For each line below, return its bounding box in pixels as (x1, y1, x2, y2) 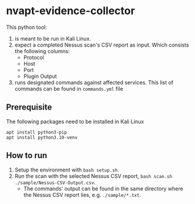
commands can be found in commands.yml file (14, 85, 124, 92)
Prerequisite (6, 102, 52, 113)
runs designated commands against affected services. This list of (14, 78, 174, 86)
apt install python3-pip (6, 129, 67, 135)
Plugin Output (23, 73, 57, 80)
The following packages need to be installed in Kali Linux (6, 118, 144, 125)
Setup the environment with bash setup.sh (14, 166, 118, 173)
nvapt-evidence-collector (6, 4, 135, 18)
